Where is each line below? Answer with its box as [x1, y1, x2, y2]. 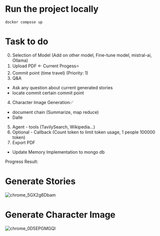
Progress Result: [5, 158, 38, 164]
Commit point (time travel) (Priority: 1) [12, 70, 88, 76]
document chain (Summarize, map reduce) [12, 109, 99, 115]
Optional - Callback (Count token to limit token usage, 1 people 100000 [12, 129, 156, 135]
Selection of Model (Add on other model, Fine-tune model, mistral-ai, [12, 52, 152, 58]
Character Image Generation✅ [12, 99, 74, 105]
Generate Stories [5, 176, 76, 187]
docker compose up [5, 20, 43, 25]
